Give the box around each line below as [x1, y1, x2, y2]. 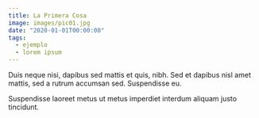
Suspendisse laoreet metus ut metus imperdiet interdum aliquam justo [8, 94, 237, 103]
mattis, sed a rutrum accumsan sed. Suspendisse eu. [8, 78, 182, 88]
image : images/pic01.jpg [8, 19, 91, 27]
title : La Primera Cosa [8, 11, 87, 20]
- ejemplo [15, 41, 48, 49]
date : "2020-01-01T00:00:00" [8, 26, 105, 34]
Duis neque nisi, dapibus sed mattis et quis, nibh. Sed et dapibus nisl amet [8, 70, 252, 79]
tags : [8, 33, 26, 42]
